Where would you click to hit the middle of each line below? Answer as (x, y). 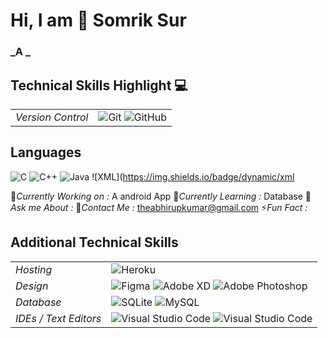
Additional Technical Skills (94, 242)
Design (32, 286)
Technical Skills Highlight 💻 (99, 85)
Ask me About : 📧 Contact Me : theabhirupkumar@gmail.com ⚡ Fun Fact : (159, 207)
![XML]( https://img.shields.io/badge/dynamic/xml (193, 176)
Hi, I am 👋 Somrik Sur (98, 20)
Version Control (52, 117)
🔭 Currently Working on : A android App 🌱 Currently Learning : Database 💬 (161, 196)
